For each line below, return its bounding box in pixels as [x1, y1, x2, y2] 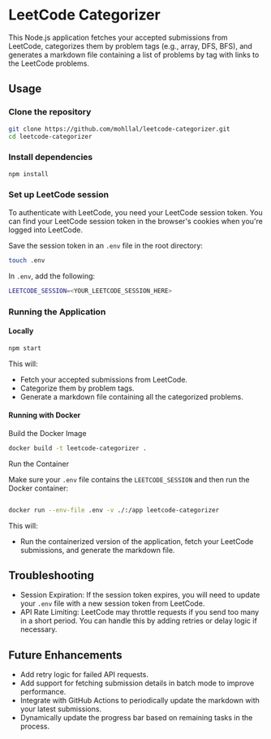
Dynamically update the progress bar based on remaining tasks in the [19, 713, 253, 723]
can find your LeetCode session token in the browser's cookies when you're [8, 216, 264, 226]
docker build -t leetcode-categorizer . [8, 444, 148, 452]
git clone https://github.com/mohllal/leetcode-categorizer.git [8, 124, 230, 133]
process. [19, 721, 50, 732]
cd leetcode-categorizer [8, 132, 92, 140]
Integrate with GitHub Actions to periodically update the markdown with [19, 696, 260, 706]
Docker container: [8, 483, 69, 493]
